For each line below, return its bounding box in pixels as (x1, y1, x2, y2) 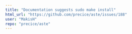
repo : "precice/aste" (5, 21, 51, 26)
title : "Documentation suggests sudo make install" (5, 7, 116, 12)
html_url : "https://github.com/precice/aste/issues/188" (5, 12, 127, 17)
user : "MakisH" (5, 16, 37, 21)
